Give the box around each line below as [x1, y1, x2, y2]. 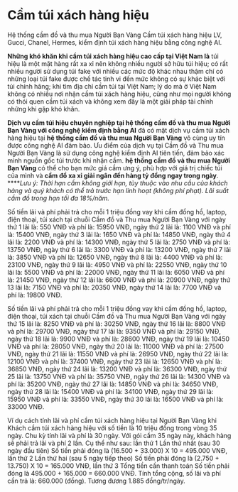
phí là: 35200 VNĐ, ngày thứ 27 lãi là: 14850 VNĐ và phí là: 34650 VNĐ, [7, 380, 219, 388]
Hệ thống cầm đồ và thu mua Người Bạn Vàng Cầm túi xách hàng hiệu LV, [7, 31, 222, 39]
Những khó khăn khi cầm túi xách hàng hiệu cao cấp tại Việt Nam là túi [7, 52, 219, 60]
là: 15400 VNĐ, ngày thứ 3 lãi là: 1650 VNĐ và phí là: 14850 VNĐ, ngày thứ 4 [7, 230, 231, 239]
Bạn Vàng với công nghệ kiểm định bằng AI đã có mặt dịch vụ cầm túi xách [7, 126, 229, 134]
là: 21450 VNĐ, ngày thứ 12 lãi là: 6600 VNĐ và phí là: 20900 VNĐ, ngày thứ [7, 275, 231, 284]
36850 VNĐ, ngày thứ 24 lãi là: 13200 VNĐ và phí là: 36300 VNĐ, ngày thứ [7, 364, 227, 373]
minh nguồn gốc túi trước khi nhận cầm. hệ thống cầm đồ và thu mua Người [7, 156, 231, 165]
